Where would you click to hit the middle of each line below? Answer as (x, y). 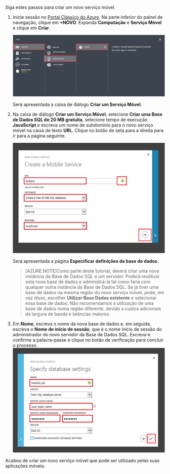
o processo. (25, 345)
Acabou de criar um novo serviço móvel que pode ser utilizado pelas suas (82, 461)
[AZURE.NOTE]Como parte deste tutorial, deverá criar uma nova (92, 271)
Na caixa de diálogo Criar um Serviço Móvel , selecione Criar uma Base (88, 114)
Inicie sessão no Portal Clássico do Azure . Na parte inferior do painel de (88, 17)
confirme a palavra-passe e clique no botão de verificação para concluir (88, 340)
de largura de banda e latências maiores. (68, 314)
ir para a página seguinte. (39, 136)
